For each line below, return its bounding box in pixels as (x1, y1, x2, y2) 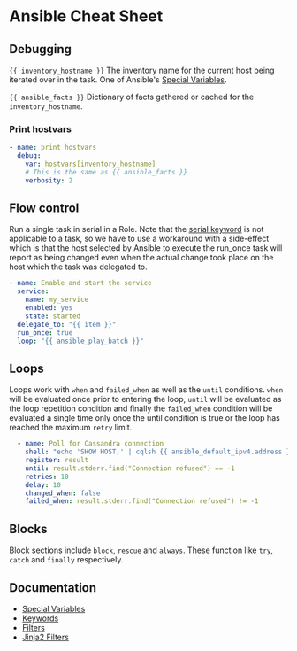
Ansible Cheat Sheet (9, 6, 164, 27)
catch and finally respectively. (9, 554, 124, 565)
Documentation (9, 580, 97, 595)
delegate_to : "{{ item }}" (17, 320, 117, 329)
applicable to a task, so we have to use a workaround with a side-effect (9, 233, 270, 244)
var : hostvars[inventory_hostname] (25, 159, 156, 169)
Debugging (9, 42, 72, 57)
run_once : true (17, 328, 73, 337)
